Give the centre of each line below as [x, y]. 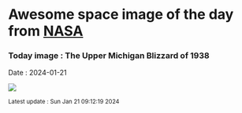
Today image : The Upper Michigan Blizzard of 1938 [109, 56]
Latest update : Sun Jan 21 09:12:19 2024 [64, 102]
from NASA [46, 31]
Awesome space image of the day [121, 15]
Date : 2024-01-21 [37, 73]
